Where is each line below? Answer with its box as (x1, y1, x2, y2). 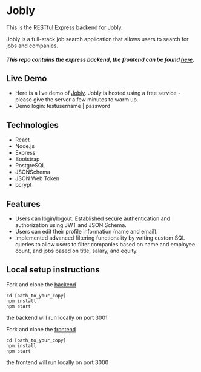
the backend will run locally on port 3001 (6, 314, 108, 321)
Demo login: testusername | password (15, 103, 111, 110)
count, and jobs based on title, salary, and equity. (15, 247, 138, 254)
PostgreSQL (15, 162, 45, 169)
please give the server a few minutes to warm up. (15, 96, 139, 103)
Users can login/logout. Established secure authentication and (15, 215, 171, 222)
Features (6, 198, 41, 209)
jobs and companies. (6, 42, 59, 49)
